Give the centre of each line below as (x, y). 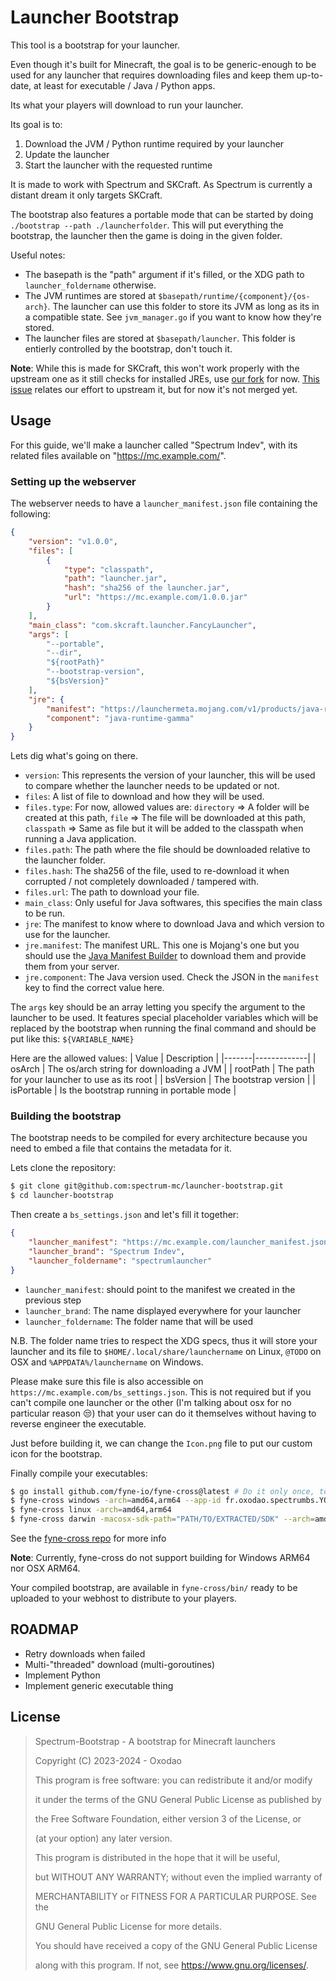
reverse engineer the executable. (78, 1423)
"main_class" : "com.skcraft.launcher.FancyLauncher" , (142, 625)
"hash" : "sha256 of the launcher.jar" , (146, 588)
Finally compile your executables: (79, 1473)
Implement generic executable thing (99, 1685)
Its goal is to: (36, 124)
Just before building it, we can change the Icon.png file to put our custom (161, 1443)
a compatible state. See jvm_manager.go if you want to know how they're (173, 317)
